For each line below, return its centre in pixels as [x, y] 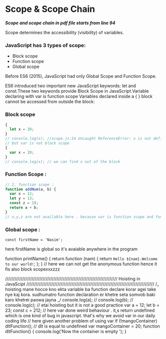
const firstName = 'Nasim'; [34, 240]
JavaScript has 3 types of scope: [45, 45]
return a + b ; [24, 208]
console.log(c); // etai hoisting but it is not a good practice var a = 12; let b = [82, 305]
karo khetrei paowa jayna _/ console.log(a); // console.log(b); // [69, 300]
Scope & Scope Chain [50, 9]
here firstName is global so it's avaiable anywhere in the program [71, 249]
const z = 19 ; [24, 203]
